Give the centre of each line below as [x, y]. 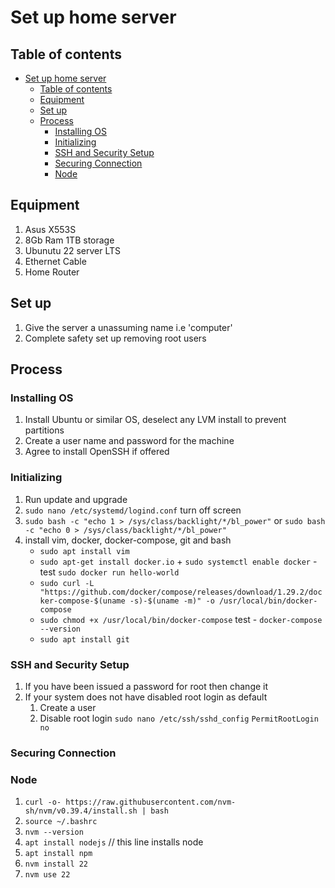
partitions [44, 430]
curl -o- [43, 802]
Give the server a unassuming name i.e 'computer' [128, 327]
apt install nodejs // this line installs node [114, 842]
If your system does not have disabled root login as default [146, 697]
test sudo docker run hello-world [109, 572]
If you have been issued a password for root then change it [146, 686]
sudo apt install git [84, 639]
